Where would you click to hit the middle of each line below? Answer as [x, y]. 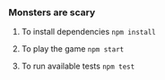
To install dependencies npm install [88, 32]
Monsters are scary [52, 12]
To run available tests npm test [78, 66]
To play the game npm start [73, 49]
